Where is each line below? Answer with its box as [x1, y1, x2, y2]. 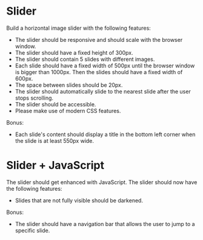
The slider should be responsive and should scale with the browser [15, 36, 183, 43]
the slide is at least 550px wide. [15, 137, 95, 144]
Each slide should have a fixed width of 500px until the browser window [15, 62, 195, 69]
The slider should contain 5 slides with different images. [15, 55, 155, 63]
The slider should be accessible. [15, 100, 96, 108]
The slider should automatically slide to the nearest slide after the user [15, 87, 191, 95]
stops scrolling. [15, 94, 53, 101]
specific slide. [15, 227, 50, 234]
